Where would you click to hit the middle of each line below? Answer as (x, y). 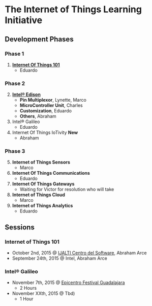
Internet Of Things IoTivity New (45, 133)
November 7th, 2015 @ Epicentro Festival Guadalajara (68, 283)
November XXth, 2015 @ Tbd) (43, 293)
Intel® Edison (26, 95)
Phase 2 (15, 83)
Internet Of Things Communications (51, 173)
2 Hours (28, 288)
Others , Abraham (38, 116)
